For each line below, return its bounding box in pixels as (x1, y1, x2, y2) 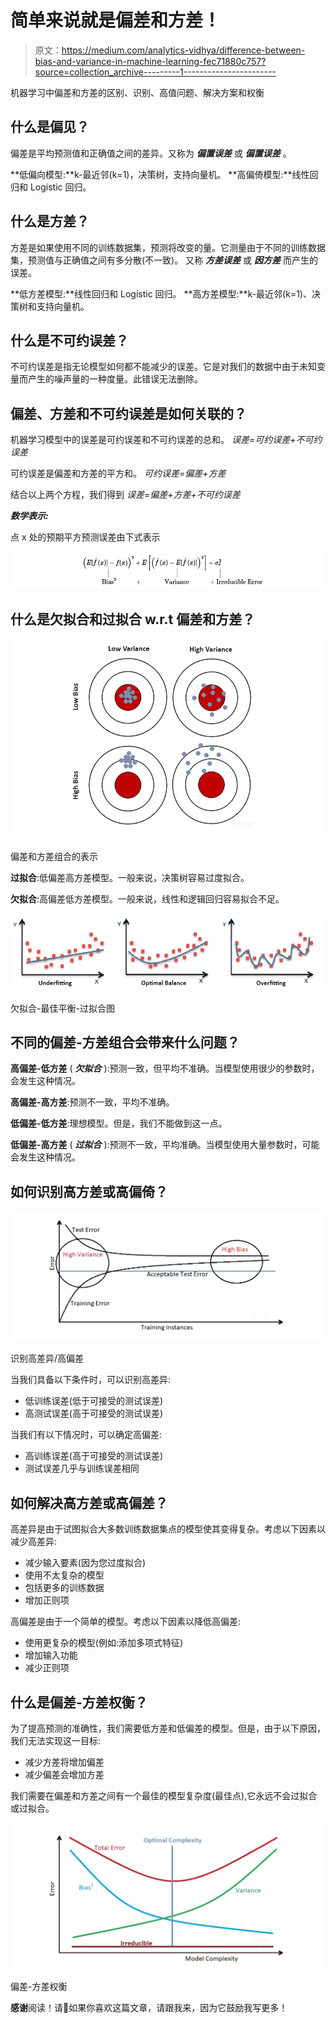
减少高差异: (10, 1536, 58, 1548)
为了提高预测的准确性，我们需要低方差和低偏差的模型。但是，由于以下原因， (10, 1722, 326, 1734)
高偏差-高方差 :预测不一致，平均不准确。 (10, 1096, 175, 1108)
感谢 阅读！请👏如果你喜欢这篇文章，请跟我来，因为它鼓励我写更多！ (10, 2002, 288, 2014)
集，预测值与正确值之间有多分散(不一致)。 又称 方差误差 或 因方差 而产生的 (10, 254, 318, 266)
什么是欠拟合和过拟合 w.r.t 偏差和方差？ (10, 611, 256, 628)
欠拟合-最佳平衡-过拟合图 (10, 1002, 115, 1014)
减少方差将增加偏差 (24, 1756, 105, 1768)
